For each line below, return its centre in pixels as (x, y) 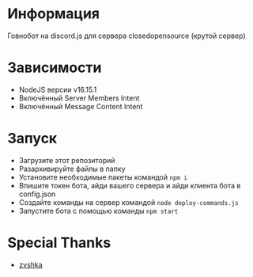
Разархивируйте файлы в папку (72, 169)
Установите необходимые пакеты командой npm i (103, 177)
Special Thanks (59, 243)
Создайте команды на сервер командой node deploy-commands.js (128, 202)
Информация (54, 14)
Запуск (32, 138)
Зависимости (55, 68)
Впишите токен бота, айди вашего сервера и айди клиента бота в (130, 185)
